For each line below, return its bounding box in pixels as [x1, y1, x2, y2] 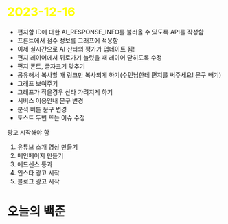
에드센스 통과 [16, 159, 53, 168]
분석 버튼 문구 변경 [16, 104, 67, 113]
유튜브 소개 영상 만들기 [16, 142, 78, 151]
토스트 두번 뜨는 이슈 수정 [16, 113, 86, 122]
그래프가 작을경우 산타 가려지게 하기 [16, 87, 113, 96]
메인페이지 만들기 [16, 151, 64, 159]
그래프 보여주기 [16, 79, 58, 87]
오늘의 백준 [7, 204, 66, 220]
